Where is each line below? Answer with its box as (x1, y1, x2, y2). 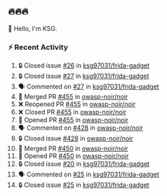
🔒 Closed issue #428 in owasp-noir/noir (18, 134, 133, 143)
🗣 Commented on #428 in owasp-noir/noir (18, 124, 143, 132)
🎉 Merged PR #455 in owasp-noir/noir (18, 93, 128, 101)
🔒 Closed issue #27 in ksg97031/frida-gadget (18, 72, 149, 80)
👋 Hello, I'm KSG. (8, 24, 58, 32)
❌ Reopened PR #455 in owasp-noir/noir (18, 100, 136, 108)
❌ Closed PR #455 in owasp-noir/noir (18, 108, 127, 117)
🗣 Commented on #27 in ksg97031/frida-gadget (18, 82, 160, 91)
